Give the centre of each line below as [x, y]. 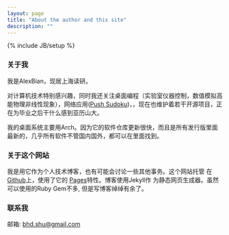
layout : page [26, 13]
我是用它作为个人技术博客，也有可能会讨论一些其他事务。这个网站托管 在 [110, 171]
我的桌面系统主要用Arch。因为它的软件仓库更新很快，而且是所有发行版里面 [112, 127]
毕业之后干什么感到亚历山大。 [61, 112]
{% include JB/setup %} [41, 46]
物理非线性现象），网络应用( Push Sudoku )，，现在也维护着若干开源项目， [114, 104]
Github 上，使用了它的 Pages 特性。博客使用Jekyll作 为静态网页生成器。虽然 [113, 180]
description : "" [30, 26]
